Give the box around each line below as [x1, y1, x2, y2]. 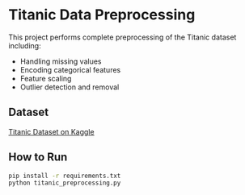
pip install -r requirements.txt [8, 172, 121, 180]
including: [8, 40, 42, 50]
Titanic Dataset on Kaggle [8, 127, 95, 136]
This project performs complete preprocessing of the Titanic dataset [8, 32, 237, 42]
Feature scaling [19, 73, 72, 83]
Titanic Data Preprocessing [8, 6, 196, 24]
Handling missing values [19, 56, 102, 66]
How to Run [8, 151, 68, 164]
